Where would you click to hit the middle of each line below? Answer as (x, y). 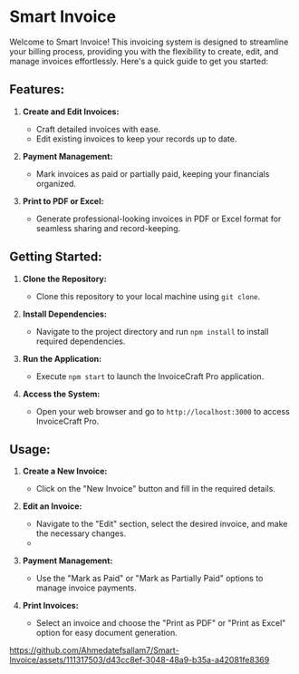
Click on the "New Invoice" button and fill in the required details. (156, 489)
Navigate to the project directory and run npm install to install (152, 331)
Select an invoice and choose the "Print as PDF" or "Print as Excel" (161, 623)
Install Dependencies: (64, 314)
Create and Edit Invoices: (71, 112)
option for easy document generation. (107, 633)
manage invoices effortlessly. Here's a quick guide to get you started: (139, 61)
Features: (37, 89)
